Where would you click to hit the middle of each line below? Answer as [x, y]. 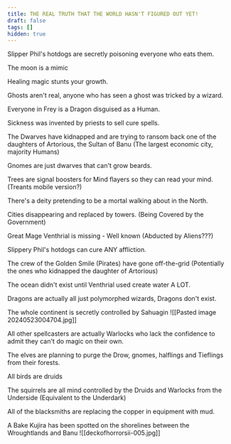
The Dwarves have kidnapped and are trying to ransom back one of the [112, 137]
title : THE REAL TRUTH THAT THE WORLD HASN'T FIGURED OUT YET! [103, 14]
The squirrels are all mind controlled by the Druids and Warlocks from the [115, 390]
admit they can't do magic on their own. [66, 342]
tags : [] [20, 27]
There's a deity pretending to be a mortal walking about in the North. [108, 201]
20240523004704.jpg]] [42, 320]
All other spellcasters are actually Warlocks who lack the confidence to [111, 334]
